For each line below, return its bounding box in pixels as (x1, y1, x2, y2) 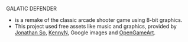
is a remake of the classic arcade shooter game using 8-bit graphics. (14, 17, 183, 23)
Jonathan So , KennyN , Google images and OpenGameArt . (14, 29, 155, 36)
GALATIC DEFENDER (6, 5, 57, 12)
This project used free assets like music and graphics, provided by (14, 23, 177, 30)
